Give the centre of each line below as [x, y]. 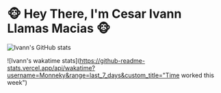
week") [17, 82]
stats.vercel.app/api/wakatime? [51, 68]
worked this [197, 75]
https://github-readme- [113, 60]
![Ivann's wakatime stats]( [43, 60]
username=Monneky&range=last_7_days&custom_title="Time [93, 75]
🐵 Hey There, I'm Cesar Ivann [94, 14]
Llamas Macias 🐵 [59, 28]
